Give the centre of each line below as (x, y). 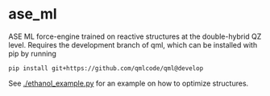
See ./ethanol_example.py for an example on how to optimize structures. (129, 83)
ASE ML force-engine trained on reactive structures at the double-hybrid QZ (135, 36)
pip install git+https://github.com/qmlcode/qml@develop (106, 68)
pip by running (32, 53)
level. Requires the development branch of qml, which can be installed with (133, 44)
